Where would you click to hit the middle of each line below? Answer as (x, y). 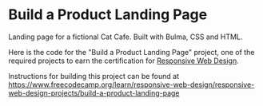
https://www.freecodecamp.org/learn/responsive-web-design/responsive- (131, 84)
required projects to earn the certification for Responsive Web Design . (124, 61)
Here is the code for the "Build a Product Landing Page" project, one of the (131, 52)
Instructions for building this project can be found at (94, 76)
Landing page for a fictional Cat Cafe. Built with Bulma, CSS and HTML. (126, 37)
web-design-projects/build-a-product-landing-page (94, 92)
